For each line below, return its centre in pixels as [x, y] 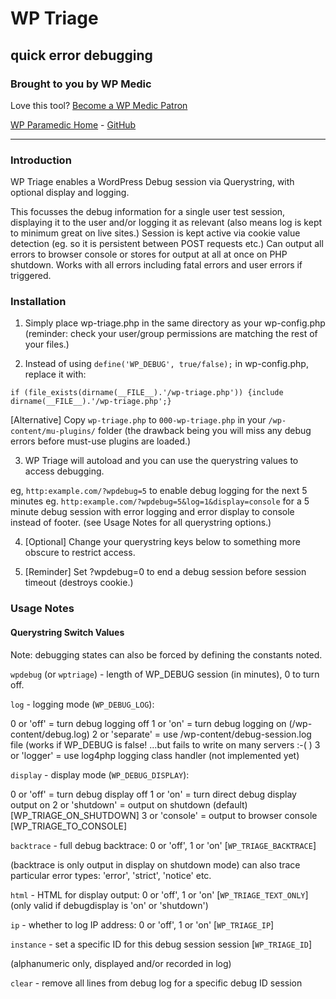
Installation [38, 302]
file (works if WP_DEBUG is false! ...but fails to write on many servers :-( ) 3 [165, 744]
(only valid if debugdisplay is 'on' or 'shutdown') [109, 905]
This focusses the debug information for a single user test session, [148, 212]
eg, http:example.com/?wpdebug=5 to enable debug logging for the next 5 [159, 491]
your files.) [47, 344]
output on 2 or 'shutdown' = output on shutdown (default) [129, 804]
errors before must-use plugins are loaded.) [101, 441]
